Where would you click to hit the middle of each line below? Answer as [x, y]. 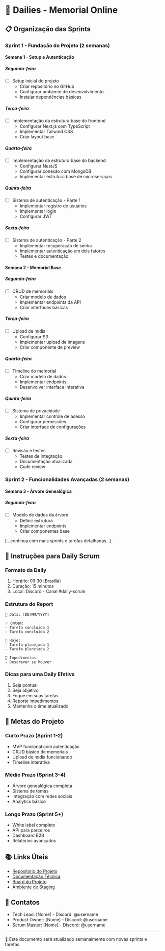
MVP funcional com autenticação [46, 746]
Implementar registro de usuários [53, 206]
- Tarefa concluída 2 [27, 632]
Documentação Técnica [36, 876]
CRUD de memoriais [33, 291]
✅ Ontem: [14, 623]
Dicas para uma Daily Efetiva [40, 674]
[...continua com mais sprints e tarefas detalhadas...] [58, 541]
